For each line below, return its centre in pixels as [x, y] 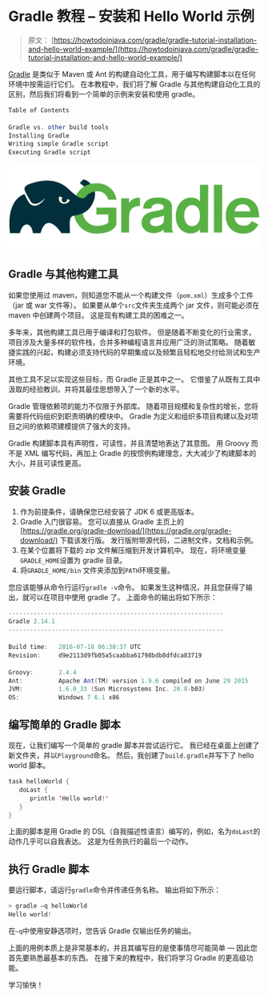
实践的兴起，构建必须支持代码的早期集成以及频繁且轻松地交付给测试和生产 [138, 352]
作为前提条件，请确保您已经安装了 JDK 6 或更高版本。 [109, 511]
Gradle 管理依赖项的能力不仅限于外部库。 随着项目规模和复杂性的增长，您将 [133, 406]
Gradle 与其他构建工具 [63, 274]
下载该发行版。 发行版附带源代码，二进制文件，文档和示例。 [159, 540]
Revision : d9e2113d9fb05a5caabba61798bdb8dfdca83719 [105, 655]
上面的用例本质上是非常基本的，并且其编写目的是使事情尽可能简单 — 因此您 [133, 947]
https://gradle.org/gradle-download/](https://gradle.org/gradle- [127, 531]
